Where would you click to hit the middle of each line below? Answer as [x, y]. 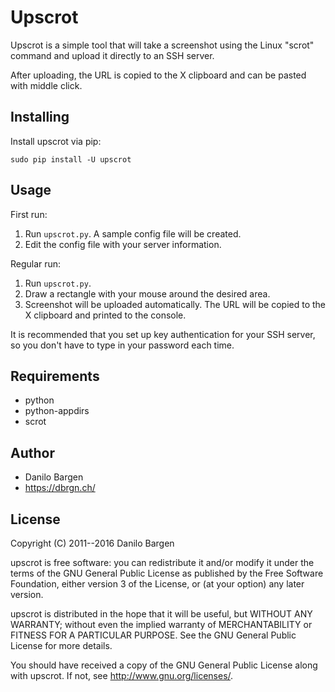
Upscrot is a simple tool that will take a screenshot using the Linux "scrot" [162, 45]
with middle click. [46, 85]
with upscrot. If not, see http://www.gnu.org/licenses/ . [122, 675]
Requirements [55, 376]
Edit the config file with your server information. [123, 244]
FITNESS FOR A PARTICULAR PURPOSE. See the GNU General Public [153, 635]
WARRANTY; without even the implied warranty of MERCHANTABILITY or [161, 624]
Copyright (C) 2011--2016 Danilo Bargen [92, 543]
